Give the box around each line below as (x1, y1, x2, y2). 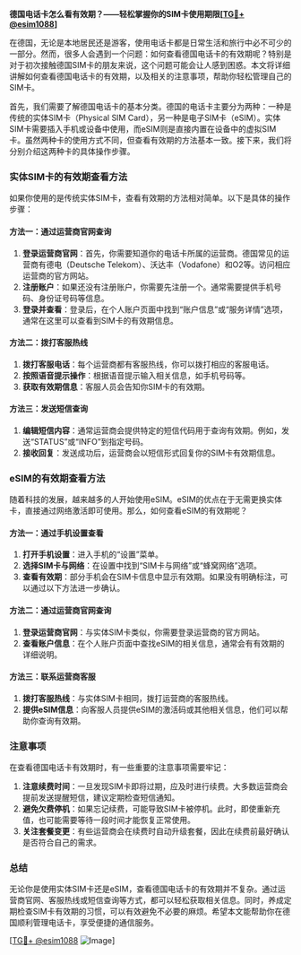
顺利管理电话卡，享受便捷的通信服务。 (16, 917, 159, 928)
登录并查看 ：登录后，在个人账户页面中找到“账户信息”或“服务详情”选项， (21, 304, 288, 315)
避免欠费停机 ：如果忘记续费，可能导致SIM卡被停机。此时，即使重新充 (21, 803, 280, 814)
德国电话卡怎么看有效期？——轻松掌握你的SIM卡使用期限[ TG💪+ (9, 9, 245, 19)
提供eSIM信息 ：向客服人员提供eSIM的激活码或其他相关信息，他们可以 (21, 704, 280, 715)
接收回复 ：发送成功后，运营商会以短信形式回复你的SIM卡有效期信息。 (21, 447, 280, 458)
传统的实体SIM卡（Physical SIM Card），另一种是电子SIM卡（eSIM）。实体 (9, 112, 281, 123)
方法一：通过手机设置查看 (9, 527, 104, 538)
